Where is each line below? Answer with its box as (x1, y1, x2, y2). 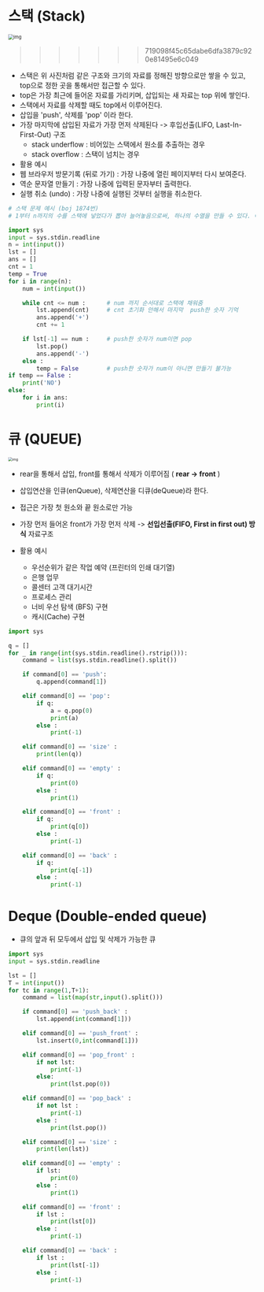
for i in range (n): (8, 277, 72, 285)
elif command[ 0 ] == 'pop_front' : (22, 1051, 135, 1059)
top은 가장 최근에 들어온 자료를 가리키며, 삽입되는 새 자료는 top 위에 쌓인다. (19, 90, 250, 99)
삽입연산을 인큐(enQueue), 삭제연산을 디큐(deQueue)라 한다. (19, 485, 209, 495)
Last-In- (215, 120, 242, 129)
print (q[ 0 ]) (49, 822, 90, 831)
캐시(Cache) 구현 (31, 611, 85, 621)
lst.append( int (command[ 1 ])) (36, 1015, 132, 1023)
